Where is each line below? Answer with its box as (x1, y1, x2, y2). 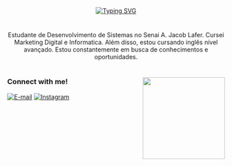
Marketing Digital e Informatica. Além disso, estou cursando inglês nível (14, 38, 218, 47)
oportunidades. (94, 53, 138, 61)
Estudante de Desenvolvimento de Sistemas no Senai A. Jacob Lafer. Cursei (8, 31, 224, 39)
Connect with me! (7, 77, 68, 87)
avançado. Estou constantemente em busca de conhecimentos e (23, 45, 209, 54)
